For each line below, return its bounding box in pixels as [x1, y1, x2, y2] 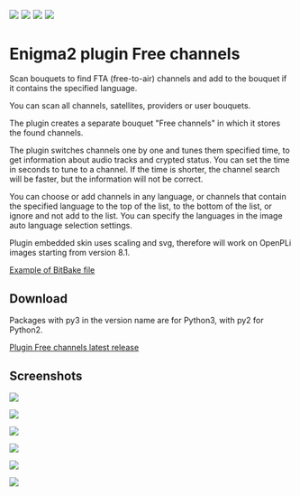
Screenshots [9, 368, 83, 383]
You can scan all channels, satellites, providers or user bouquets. [9, 100, 251, 111]
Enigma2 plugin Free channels [9, 43, 241, 64]
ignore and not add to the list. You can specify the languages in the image [9, 211, 283, 221]
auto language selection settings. [9, 220, 132, 231]
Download [9, 291, 68, 306]
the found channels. [9, 127, 84, 138]
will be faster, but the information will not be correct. [9, 173, 204, 184]
